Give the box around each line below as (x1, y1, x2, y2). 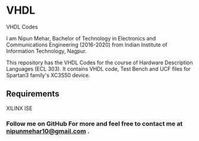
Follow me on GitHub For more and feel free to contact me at (6, 120, 183, 128)
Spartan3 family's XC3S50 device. (6, 71, 90, 79)
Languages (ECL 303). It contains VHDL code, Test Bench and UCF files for (6, 65, 191, 72)
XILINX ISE (6, 105, 33, 112)
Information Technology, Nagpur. (6, 47, 87, 54)
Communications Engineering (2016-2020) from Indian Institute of (6, 41, 168, 48)
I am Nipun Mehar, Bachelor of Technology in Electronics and (6, 35, 156, 42)
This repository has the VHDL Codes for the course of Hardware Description (6, 59, 193, 66)
